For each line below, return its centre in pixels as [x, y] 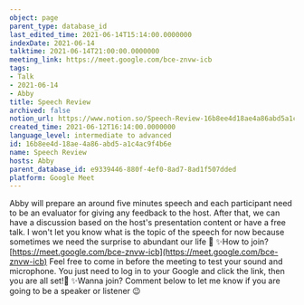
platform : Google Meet [52, 177]
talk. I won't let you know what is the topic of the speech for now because [147, 233]
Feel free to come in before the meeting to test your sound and [166, 262]
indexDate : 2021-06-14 [52, 43]
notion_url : [32, 119]
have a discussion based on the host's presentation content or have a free [148, 223]
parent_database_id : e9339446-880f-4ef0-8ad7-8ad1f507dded [123, 169]
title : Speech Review [50, 102]
